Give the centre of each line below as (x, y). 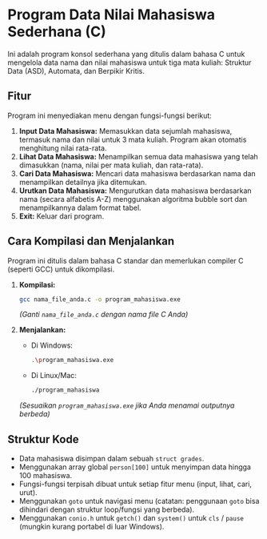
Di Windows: (52, 345)
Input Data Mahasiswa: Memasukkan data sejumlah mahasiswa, (126, 131)
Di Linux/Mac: (54, 376)
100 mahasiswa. (46, 475)
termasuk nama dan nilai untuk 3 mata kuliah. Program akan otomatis (133, 139)
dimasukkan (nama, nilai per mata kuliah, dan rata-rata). (111, 165)
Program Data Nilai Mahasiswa (111, 15)
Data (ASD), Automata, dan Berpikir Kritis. (76, 70)
